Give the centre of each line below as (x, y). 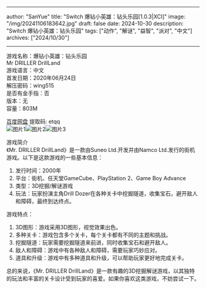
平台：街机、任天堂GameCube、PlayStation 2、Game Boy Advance (101, 178)
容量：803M (22, 108)
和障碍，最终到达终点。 (45, 201)
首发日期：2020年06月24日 (41, 78)
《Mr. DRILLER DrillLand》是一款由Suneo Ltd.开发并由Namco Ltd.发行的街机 (101, 150)
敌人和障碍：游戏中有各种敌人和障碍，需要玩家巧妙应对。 (88, 250)
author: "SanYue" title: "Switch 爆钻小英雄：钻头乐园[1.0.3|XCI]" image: (96, 17)
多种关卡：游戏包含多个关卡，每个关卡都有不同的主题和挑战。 (93, 235)
